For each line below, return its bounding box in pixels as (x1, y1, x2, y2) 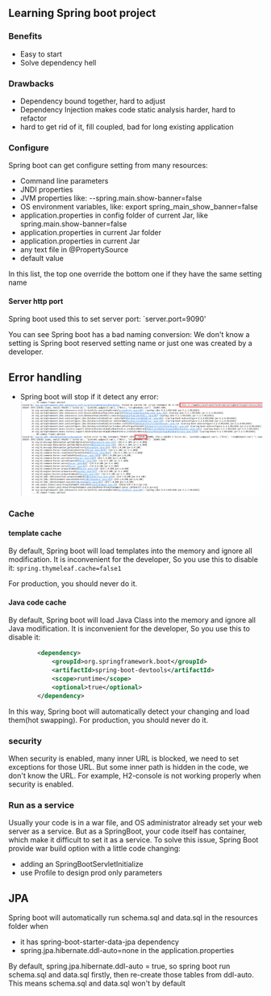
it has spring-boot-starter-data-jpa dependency (19, 937, 180, 947)
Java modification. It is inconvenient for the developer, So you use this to (8, 624, 250, 634)
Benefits (8, 31, 43, 42)
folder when (8, 922, 48, 931)
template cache (8, 528, 62, 538)
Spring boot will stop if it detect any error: (19, 392, 159, 402)
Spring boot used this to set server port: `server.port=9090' (8, 314, 207, 324)
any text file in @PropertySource (19, 245, 129, 255)
